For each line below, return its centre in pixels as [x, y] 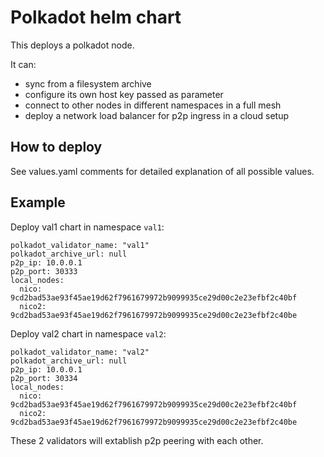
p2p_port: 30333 [44, 271]
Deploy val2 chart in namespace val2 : [88, 333]
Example [38, 202]
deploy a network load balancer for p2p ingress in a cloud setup [157, 115]
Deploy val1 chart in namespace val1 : [87, 227]
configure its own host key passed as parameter [124, 94]
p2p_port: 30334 [44, 378]
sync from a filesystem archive [88, 83]
